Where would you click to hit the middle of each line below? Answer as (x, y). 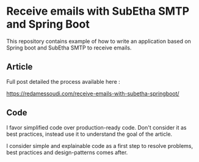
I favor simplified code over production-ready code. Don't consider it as (97, 127)
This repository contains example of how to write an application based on (99, 41)
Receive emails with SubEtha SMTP (98, 11)
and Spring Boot (48, 24)
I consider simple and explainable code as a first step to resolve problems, (100, 145)
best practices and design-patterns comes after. (67, 152)
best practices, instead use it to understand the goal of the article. (89, 134)
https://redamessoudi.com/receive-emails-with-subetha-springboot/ (93, 94)
